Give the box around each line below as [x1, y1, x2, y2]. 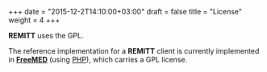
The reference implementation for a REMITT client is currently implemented [8, 46, 260, 55]
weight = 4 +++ [8, 15, 60, 25]
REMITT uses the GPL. [8, 31, 84, 40]
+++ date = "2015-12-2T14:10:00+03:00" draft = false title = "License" [8, 7, 243, 16]
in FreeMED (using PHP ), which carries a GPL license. [8, 55, 188, 64]
